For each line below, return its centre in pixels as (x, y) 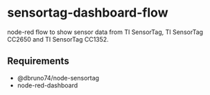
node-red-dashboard (47, 85)
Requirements (38, 61)
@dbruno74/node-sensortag (58, 78)
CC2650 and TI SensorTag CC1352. (58, 39)
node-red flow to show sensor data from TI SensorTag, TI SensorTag (105, 32)
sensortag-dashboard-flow (88, 13)
